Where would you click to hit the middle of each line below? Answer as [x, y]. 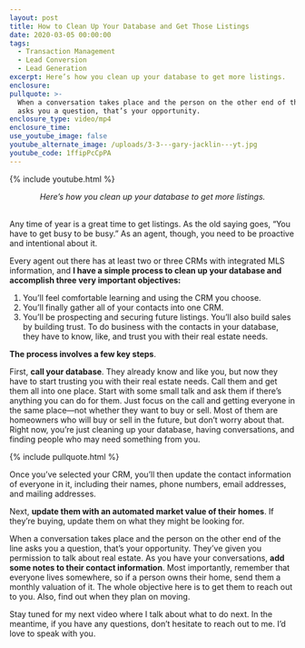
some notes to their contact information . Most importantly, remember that [150, 567]
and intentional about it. [54, 243]
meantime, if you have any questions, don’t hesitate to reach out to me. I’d [148, 623]
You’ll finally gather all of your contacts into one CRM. [123, 307]
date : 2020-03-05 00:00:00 [60, 35]
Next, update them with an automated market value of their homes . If [142, 511]
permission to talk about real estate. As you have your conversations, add [147, 558]
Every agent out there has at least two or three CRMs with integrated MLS [148, 261]
